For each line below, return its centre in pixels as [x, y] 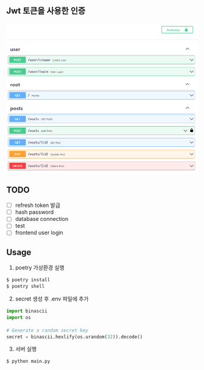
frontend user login [39, 232]
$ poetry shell [26, 287]
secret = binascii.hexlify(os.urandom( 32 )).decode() [75, 337]
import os [19, 317]
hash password [34, 212]
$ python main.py [28, 361]
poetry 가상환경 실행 [40, 268]
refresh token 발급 [38, 205]
